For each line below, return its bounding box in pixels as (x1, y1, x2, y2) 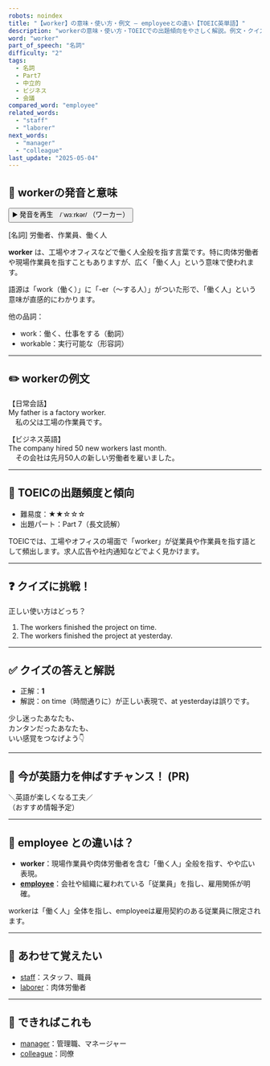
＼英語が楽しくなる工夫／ (8, 792, 93, 802)
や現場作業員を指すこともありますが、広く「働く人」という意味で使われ (8, 257, 247, 267)
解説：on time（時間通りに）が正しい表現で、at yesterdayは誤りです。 (19, 697, 255, 706)
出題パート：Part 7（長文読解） (19, 519, 125, 529)
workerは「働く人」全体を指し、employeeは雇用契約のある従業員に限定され (8, 906, 261, 916)
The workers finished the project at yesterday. (19, 631, 173, 640)
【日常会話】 (8, 398, 51, 408)
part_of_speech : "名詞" (8, 42, 86, 50)
